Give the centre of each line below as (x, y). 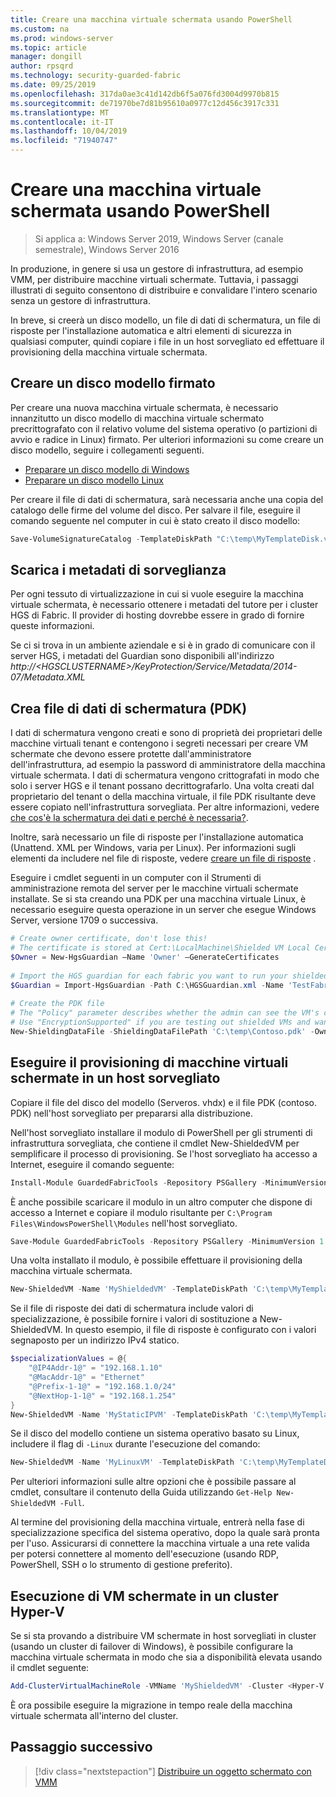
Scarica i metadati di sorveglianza (118, 570)
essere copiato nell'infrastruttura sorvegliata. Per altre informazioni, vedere (165, 807)
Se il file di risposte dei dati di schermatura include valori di (132, 1308)
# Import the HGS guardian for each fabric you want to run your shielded (169, 976)
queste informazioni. (52, 626)
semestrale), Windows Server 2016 (107, 249)
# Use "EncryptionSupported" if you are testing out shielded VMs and (160, 1022)
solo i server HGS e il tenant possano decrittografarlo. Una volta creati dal (162, 786)
